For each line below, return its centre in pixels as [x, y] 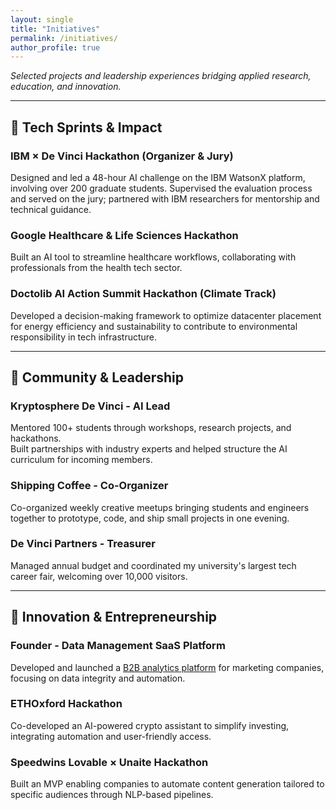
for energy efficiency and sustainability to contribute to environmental [154, 326]
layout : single [42, 19]
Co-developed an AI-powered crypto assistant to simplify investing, [150, 725]
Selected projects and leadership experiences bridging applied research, [161, 76]
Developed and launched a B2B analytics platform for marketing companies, [167, 667]
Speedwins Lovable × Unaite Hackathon [109, 762]
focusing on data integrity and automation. [98, 678]
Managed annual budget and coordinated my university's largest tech [153, 565]
